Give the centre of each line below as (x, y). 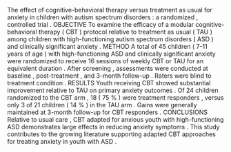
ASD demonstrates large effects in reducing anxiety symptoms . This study (113, 127)
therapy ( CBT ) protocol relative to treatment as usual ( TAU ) (125, 32)
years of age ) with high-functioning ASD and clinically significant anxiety (111, 54)
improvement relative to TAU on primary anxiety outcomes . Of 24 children (113, 90)
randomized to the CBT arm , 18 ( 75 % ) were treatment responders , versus (115, 98)
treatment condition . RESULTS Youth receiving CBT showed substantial (109, 83)
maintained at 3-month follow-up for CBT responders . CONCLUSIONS (108, 112)
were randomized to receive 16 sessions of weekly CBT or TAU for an (106, 61)
